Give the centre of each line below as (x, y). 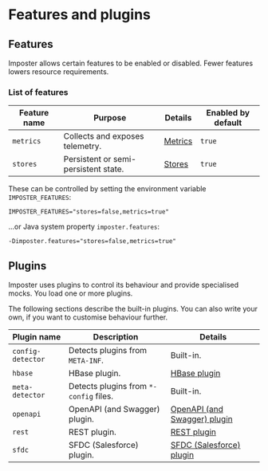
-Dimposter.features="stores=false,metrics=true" (93, 241)
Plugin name (37, 337)
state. (114, 169)
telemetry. (83, 147)
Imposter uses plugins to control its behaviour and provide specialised (124, 285)
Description (116, 337)
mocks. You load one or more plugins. (71, 293)
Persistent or (87, 159)
